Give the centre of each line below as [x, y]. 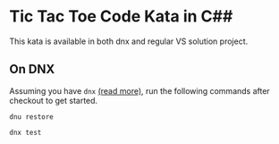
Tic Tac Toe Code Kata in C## [121, 17]
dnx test [25, 132]
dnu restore [31, 117]
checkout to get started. [54, 100]
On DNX [32, 69]
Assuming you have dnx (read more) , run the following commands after [139, 90]
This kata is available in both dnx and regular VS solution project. [129, 41]
